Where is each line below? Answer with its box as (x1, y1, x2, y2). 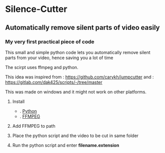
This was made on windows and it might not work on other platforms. (5, 88, 147, 95)
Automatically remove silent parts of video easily (5, 23, 160, 32)
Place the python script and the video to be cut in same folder (12, 133, 139, 139)
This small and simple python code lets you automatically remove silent (5, 49, 151, 55)
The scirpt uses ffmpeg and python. (5, 64, 78, 70)
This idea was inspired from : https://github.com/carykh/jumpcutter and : (5, 74, 154, 80)
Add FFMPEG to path (12, 123, 55, 129)
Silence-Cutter (5, 3, 68, 15)
